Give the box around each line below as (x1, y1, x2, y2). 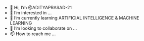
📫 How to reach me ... (9, 31, 56, 37)
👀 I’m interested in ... (9, 10, 52, 16)
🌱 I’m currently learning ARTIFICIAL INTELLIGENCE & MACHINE (9, 15, 140, 20)
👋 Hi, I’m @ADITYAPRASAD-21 (9, 5, 72, 10)
